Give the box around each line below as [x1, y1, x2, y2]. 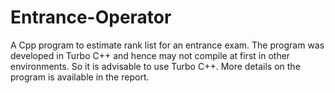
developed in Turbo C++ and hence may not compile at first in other [10, 49, 291, 61]
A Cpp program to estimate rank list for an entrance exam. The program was [10, 39, 325, 51]
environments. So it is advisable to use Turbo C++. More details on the [10, 60, 301, 72]
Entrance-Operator [10, 6, 172, 29]
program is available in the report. [10, 71, 150, 83]
